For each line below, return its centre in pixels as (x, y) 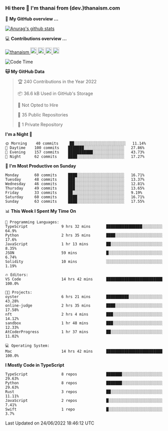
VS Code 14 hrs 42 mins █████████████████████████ (84, 279)
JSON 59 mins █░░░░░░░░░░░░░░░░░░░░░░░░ (84, 253)
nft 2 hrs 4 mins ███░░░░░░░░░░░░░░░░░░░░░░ (84, 315)
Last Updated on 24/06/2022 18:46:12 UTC (50, 423)
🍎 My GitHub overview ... (32, 19)
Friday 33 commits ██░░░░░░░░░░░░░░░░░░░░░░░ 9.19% (74, 193)
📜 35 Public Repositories (43, 115)
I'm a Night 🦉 (19, 134)
